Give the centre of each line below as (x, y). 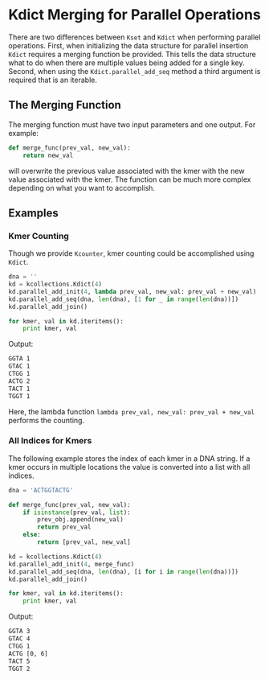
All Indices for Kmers (50, 441)
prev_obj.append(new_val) (81, 520)
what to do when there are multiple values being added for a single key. (126, 63)
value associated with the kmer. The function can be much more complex (130, 179)
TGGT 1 (19, 396)
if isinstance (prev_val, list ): (77, 512)
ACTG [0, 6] (28, 653)
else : (32, 535)
